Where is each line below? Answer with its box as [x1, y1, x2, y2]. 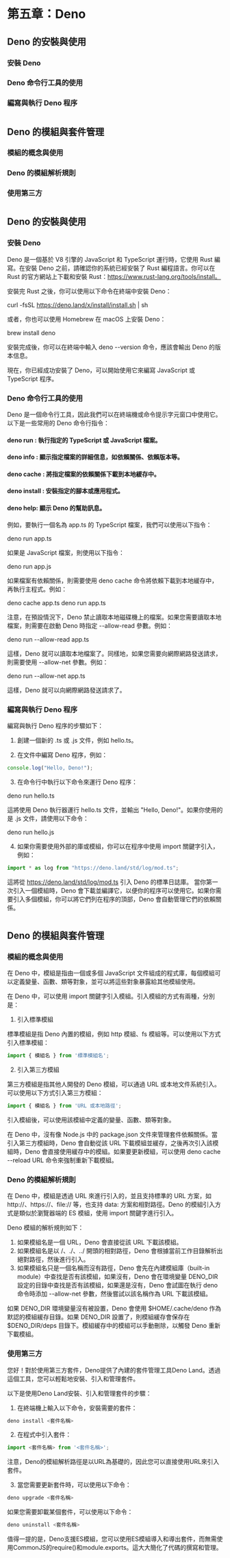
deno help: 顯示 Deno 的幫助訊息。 [7, 504, 106, 512]
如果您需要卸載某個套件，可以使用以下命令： [7, 1508, 133, 1516]
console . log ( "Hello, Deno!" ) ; [7, 764, 94, 771]
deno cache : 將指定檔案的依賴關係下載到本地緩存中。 [7, 470, 160, 478]
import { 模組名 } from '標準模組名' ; [7, 1052, 110, 1059]
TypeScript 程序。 [7, 374, 58, 383]
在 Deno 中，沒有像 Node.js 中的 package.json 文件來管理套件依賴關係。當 [7, 1130, 218, 1138]
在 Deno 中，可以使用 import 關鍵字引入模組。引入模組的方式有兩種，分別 [7, 992, 216, 1000]
